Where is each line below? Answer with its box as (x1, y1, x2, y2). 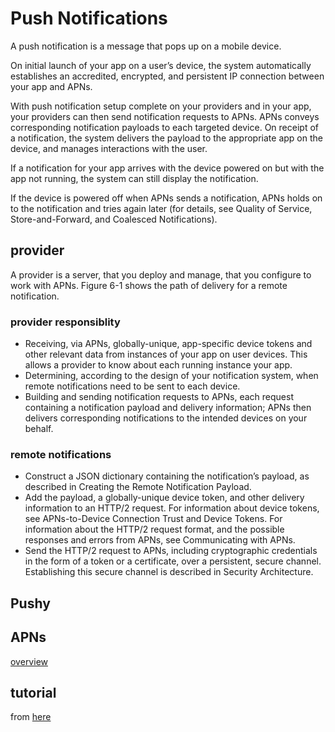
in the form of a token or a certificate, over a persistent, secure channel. (24, 555, 322, 567)
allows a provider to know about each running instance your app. (24, 359, 293, 371)
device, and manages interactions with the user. (10, 142, 208, 154)
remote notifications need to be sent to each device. (24, 380, 241, 392)
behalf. (24, 423, 54, 435)
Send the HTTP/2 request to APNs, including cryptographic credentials (24, 545, 318, 557)
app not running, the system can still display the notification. (10, 172, 259, 184)
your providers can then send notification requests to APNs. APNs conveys (10, 110, 320, 122)
